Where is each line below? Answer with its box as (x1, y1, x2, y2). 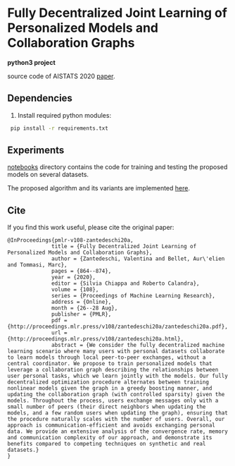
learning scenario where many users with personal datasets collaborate (7, 348, 225, 355)
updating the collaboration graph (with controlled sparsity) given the (7, 391, 225, 398)
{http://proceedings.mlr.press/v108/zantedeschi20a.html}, (7, 336, 184, 343)
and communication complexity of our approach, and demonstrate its (7, 434, 212, 441)
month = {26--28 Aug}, (51, 305, 118, 312)
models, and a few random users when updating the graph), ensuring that (7, 410, 229, 417)
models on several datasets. (7, 171, 89, 179)
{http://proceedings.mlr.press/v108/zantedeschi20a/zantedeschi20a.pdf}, (7, 323, 229, 331)
